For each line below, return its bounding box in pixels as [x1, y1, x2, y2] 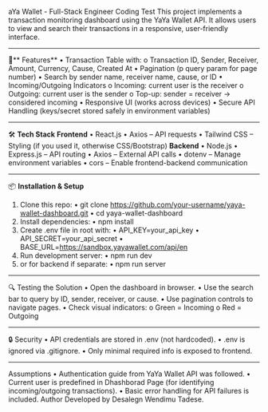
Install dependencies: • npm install [19, 217, 134, 226]
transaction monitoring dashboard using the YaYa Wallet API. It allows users [8, 15, 257, 25]
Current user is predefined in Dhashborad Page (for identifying [8, 378, 215, 386]
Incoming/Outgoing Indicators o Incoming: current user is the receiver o [8, 81, 244, 90]
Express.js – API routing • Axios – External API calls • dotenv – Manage [8, 149, 242, 159]
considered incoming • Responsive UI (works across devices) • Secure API [8, 97, 255, 107]
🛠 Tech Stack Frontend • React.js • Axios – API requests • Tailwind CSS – [8, 129, 254, 139]
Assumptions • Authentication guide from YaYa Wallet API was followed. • [8, 369, 251, 378]
